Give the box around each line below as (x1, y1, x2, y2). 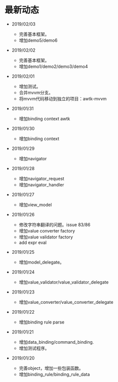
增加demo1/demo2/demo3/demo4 (19, 63, 88, 69)
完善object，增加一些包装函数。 (19, 365, 84, 371)
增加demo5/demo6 (19, 37, 58, 43)
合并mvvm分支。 (19, 89, 53, 95)
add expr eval (19, 239, 47, 245)
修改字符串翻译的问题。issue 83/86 (19, 222, 91, 228)
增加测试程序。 (19, 345, 49, 351)
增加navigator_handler (19, 181, 64, 187)
